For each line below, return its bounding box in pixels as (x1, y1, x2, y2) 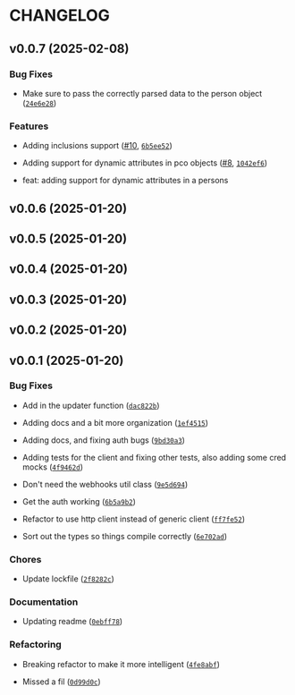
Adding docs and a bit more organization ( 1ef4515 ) (21, 417, 208, 428)
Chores (9, 553, 42, 565)
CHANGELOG (9, 5, 110, 26)
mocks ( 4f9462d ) (21, 462, 83, 472)
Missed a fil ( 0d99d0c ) (21, 676, 101, 687)
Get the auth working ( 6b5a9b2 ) (21, 496, 137, 506)
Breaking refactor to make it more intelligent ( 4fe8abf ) (21, 658, 221, 669)
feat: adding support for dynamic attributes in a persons (21, 175, 229, 186)
